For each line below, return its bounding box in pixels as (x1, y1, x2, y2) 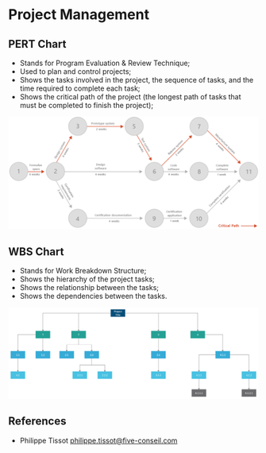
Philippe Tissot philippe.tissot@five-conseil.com (19, 436, 178, 445)
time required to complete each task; (19, 83, 141, 93)
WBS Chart (8, 245, 64, 258)
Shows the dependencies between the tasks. (19, 292, 168, 301)
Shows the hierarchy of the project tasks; (19, 274, 155, 284)
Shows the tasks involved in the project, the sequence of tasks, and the (19, 75, 254, 84)
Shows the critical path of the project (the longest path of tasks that (19, 92, 241, 101)
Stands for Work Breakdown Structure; (19, 266, 147, 276)
